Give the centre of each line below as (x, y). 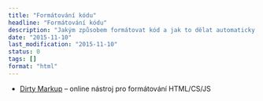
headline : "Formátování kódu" (58, 23)
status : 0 (24, 52)
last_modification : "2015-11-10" (63, 45)
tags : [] (22, 60)
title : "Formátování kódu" (52, 15)
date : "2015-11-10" (40, 37)
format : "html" (33, 67)
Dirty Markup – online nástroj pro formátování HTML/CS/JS (115, 88)
